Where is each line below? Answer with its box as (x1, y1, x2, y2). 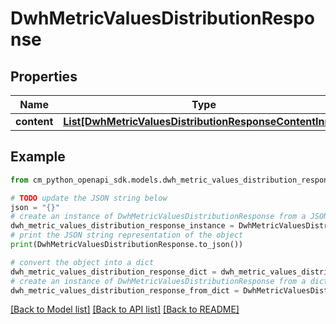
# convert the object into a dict (10, 257, 155, 267)
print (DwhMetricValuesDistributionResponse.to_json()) (10, 240, 244, 250)
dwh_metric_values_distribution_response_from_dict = (10, 285, 240, 296)
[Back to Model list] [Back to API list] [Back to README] (10, 303, 240, 316)
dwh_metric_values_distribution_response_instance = (10, 221, 235, 231)
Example (10, 148, 66, 166)
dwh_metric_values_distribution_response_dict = (10, 267, 217, 277)
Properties (10, 68, 78, 85)
